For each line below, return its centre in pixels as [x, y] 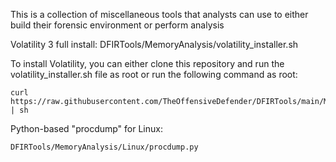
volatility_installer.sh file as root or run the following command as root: [154, 74]
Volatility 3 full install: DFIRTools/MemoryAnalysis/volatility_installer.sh [154, 44]
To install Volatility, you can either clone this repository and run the [147, 63]
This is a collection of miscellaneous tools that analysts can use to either [159, 14]
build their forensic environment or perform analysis [117, 25]
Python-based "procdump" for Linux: [86, 128]
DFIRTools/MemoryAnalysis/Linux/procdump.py [104, 147]
